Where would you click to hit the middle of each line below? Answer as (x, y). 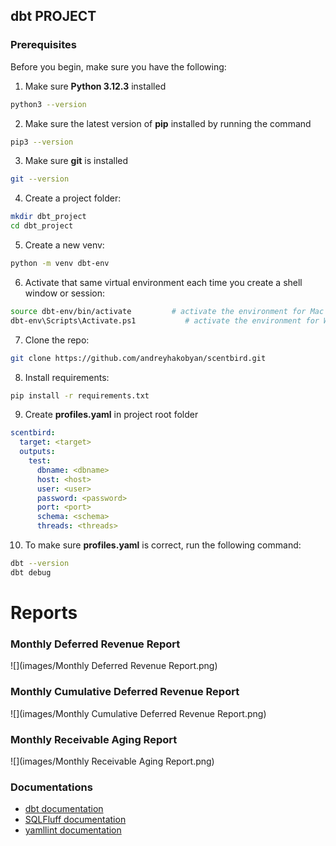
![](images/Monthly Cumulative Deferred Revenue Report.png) (138, 713)
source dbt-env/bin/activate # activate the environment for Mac (167, 311)
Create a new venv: (64, 245)
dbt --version (40, 564)
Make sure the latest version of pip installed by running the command (168, 123)
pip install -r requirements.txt (80, 395)
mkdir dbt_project (48, 217)
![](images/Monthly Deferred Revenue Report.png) (114, 666)
